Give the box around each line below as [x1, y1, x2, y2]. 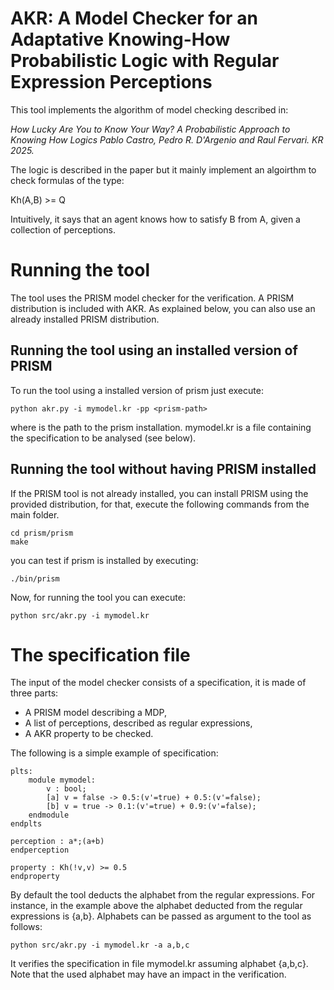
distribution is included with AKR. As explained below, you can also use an [10, 302, 316, 314]
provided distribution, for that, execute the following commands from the [10, 498, 310, 510]
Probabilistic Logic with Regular [10, 50, 280, 72]
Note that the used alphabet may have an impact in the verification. [10, 968, 287, 981]
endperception [10, 845, 70, 856]
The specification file [10, 643, 191, 666]
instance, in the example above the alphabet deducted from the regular [10, 900, 303, 912]
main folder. [10, 508, 60, 521]
